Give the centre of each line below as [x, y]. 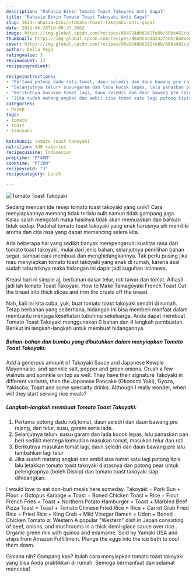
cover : [14, 44]
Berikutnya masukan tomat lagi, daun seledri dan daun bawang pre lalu [100, 447]
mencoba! [18, 569]
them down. [20, 545]
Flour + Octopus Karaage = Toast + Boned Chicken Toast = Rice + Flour [92, 496]
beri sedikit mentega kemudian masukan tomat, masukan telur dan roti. [100, 441]
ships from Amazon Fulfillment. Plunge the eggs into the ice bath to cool [93, 539]
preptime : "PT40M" [28, 158]
